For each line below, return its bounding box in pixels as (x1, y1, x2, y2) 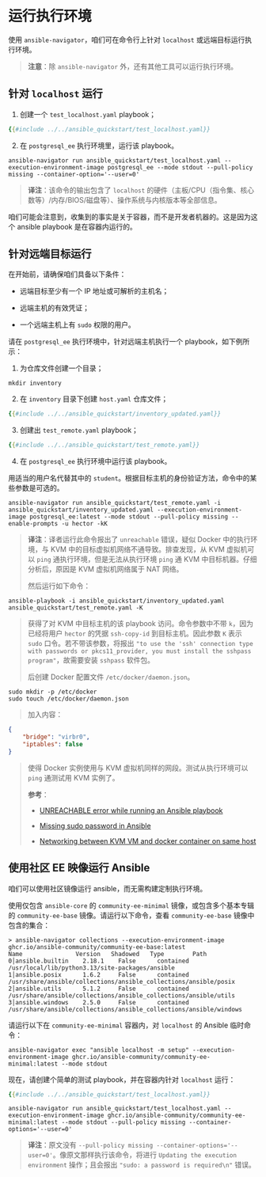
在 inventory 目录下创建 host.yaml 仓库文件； (19, 394, 169, 404)
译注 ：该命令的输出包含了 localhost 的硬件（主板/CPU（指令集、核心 (27, 185, 255, 195)
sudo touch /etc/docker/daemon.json (8, 695, 129, 703)
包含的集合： (8, 920, 50, 930)
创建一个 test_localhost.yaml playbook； (19, 109, 157, 119)
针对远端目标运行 (8, 247, 92, 261)
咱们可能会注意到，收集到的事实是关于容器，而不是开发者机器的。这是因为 (8, 211, 251, 222)
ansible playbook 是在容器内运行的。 (17, 222, 137, 231)
